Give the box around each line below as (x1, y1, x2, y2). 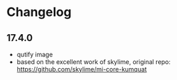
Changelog (6, 4, 72, 20)
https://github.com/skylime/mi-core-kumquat (16, 65, 147, 73)
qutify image (16, 50, 53, 58)
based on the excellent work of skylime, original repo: (16, 58, 171, 66)
